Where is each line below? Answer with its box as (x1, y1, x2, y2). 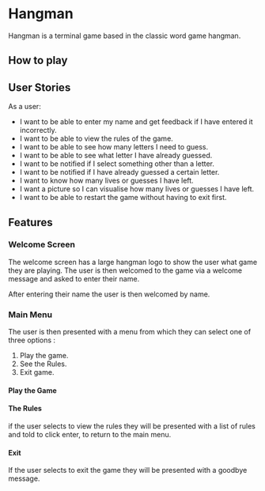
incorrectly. (19, 126, 57, 135)
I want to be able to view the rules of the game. (19, 134, 174, 143)
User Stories (8, 81, 71, 94)
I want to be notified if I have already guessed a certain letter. (19, 168, 220, 177)
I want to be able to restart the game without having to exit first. (19, 193, 227, 202)
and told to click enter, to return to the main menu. (8, 429, 172, 439)
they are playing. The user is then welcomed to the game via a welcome (8, 266, 243, 275)
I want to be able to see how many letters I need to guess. (19, 142, 208, 152)
